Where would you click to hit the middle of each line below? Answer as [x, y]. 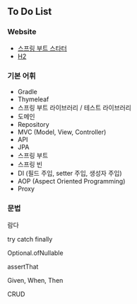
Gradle [27, 91]
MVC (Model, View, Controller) [62, 132]
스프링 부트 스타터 [42, 48]
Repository [33, 124]
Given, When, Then [35, 281]
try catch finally [30, 240]
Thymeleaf [33, 99]
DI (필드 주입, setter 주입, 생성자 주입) [70, 173]
